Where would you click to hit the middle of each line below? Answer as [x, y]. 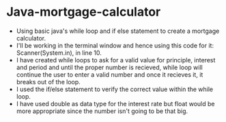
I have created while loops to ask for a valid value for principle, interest [116, 60]
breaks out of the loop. [48, 82]
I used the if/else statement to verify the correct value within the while [115, 89]
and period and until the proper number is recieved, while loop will [109, 67]
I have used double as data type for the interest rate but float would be [115, 103]
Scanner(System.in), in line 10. [59, 53]
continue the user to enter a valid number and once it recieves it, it [110, 74]
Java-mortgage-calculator [84, 12]
